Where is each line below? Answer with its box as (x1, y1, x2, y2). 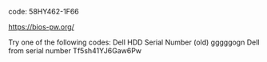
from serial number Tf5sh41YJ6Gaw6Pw (8, 46, 142, 55)
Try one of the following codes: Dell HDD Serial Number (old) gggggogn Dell (8, 37, 260, 47)
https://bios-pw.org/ (8, 22, 74, 31)
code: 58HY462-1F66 (8, 7, 80, 16)
